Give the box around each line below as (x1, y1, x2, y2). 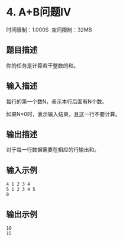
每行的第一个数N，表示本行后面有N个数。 (6, 98, 108, 105)
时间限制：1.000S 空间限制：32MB (6, 26, 92, 33)
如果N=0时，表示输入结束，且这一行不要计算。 (6, 110, 121, 117)
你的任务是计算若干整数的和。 (6, 62, 79, 69)
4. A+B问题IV (6, 5, 72, 19)
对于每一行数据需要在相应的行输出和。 (6, 146, 99, 153)
